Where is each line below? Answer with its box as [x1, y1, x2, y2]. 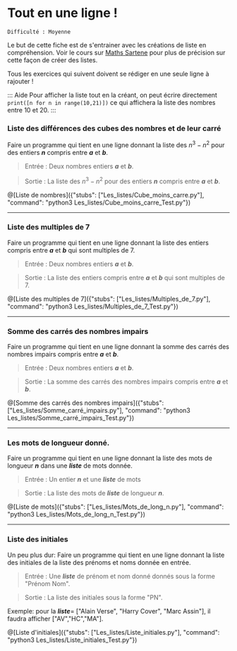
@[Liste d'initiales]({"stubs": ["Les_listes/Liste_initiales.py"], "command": [7, 628, 220, 636]
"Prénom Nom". [24, 579, 71, 588]
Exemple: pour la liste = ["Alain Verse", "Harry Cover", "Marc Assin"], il [7, 606, 211, 615]
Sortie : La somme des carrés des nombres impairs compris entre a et [24, 377, 229, 386]
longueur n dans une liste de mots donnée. [7, 461, 133, 470]
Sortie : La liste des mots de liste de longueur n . [24, 489, 164, 497]
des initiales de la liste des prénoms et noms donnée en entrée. [7, 558, 191, 567]
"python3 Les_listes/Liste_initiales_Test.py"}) [7, 635, 138, 644]
